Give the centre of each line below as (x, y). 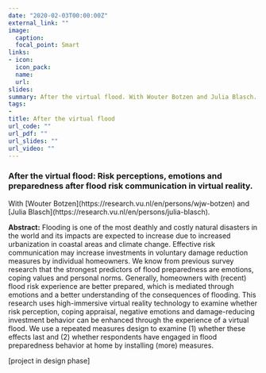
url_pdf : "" (28, 133)
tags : (17, 104)
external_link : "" (39, 23)
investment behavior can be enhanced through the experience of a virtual (129, 320)
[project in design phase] (49, 360)
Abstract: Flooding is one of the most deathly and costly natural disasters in (133, 227)
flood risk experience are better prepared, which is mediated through (121, 286)
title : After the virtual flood (62, 119)
